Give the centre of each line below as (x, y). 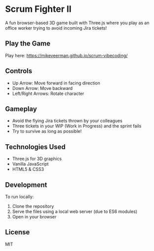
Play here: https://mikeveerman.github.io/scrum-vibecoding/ (66, 55)
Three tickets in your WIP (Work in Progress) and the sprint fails (77, 126)
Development (26, 185)
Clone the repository (33, 206)
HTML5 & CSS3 (28, 169)
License (17, 232)
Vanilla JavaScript (31, 164)
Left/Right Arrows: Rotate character (48, 93)
